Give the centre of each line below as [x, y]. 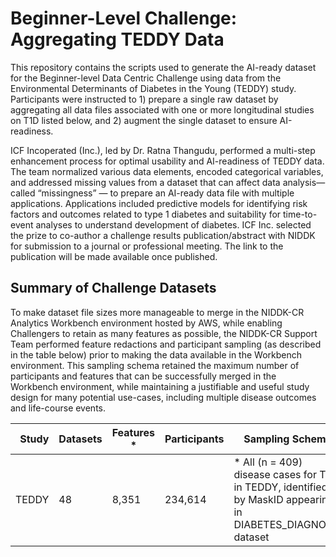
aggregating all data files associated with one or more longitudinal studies [162, 109]
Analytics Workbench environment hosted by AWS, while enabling [146, 323]
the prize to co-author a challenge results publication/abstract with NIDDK [163, 235]
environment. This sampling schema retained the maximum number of [155, 365]
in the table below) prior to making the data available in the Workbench [156, 354]
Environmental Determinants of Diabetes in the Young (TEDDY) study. [153, 88]
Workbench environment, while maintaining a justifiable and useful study [160, 386]
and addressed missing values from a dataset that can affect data [145, 182]
